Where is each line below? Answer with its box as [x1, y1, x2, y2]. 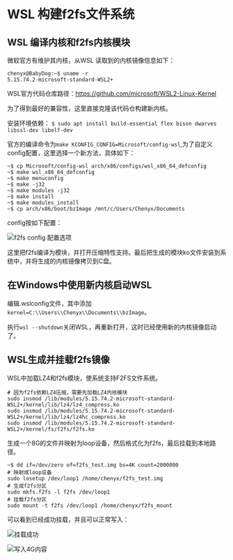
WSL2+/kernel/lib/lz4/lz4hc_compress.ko [7, 413, 127, 420]
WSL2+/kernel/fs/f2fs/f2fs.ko [7, 425, 95, 433]
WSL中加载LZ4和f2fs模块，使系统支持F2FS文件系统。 [7, 374, 162, 382]
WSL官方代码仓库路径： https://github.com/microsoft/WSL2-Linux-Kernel [7, 89, 217, 98]
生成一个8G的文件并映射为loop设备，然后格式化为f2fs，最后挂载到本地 [7, 439, 210, 447]
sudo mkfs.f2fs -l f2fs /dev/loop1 [7, 488, 111, 496]
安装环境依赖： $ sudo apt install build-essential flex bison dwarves [7, 119, 217, 127]
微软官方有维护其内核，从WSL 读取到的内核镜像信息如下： [7, 57, 175, 64]
